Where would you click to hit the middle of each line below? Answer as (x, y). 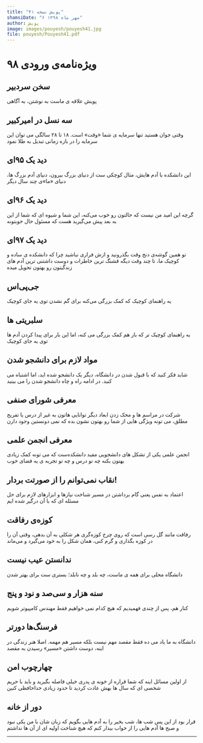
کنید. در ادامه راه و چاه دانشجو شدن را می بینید (59, 381)
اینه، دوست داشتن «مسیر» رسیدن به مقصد (55, 648)
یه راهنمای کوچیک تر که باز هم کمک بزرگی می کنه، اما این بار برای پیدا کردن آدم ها (98, 334)
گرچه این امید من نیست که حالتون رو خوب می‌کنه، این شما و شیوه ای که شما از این (100, 215)
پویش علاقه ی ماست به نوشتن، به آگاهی (52, 101)
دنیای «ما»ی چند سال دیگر (36, 181)
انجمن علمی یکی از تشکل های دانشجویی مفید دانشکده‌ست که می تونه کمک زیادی (98, 455)
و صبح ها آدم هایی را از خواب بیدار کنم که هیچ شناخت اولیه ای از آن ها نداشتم (93, 728)
